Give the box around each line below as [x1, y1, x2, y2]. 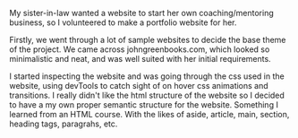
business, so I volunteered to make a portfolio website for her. [9, 17, 237, 28]
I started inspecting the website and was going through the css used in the [9, 71, 285, 82]
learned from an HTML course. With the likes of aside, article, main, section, [9, 109, 290, 119]
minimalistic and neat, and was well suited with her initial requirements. [9, 54, 271, 64]
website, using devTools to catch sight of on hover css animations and [9, 81, 268, 91]
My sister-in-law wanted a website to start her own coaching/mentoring [9, 8, 275, 18]
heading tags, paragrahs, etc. [9, 118, 118, 129]
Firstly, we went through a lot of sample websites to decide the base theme [9, 35, 286, 45]
